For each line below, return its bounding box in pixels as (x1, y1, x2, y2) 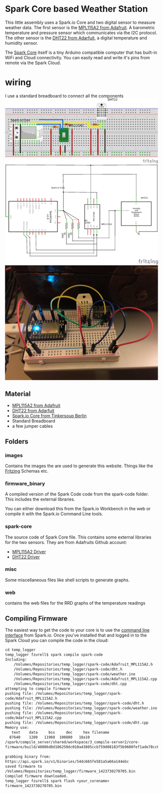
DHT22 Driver (12, 554, 40, 559)
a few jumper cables (12, 423, 53, 429)
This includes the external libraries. (5, 496, 75, 502)
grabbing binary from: (5, 754, 51, 759)
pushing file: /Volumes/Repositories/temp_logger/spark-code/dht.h (5, 701, 145, 706)
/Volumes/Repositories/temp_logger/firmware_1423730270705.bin (5, 769, 136, 774)
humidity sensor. (5, 40, 38, 46)
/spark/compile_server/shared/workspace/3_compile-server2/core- (5, 740, 140, 744)
